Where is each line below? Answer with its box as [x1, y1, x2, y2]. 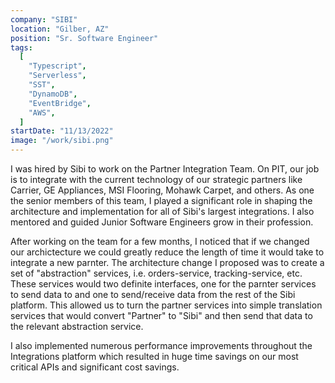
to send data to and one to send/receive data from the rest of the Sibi [10, 289, 296, 300]
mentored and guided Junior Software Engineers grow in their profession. [10, 216, 314, 228]
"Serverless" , [28, 71, 87, 81]
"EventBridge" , [28, 98, 92, 108]
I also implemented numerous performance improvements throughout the [10, 340, 313, 351]
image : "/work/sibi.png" [10, 136, 114, 146]
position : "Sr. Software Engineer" [10, 33, 159, 43]
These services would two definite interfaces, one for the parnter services [10, 278, 317, 290]
